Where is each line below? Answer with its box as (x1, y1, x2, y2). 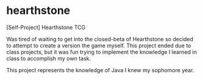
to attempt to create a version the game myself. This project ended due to (6, 42, 191, 49)
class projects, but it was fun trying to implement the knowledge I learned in (6, 48, 197, 55)
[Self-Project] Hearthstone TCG (6, 24, 86, 31)
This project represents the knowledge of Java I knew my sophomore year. (6, 66, 194, 73)
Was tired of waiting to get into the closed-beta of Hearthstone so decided (6, 35, 194, 42)
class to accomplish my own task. (6, 55, 91, 62)
